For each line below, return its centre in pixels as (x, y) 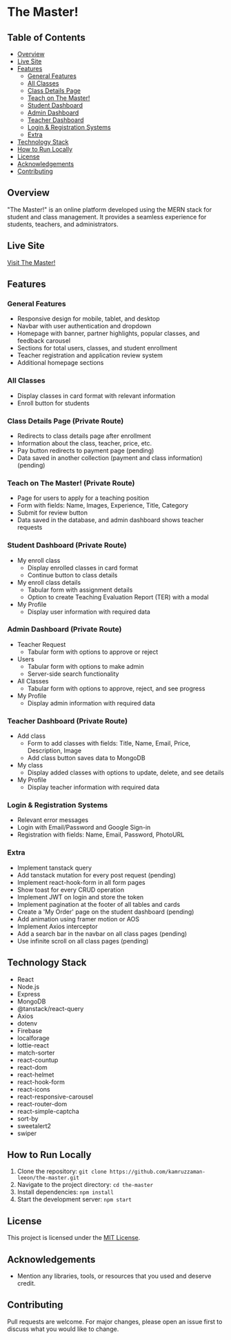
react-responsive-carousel (55, 1097)
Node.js (28, 986)
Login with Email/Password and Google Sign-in (84, 828)
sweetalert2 (34, 1126)
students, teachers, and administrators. (63, 224)
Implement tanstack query (54, 868)
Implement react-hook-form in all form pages (81, 882)
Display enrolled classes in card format (83, 568)
